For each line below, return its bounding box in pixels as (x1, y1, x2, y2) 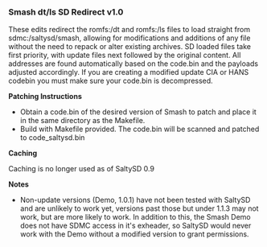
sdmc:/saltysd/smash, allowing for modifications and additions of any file (8, 33, 251, 43)
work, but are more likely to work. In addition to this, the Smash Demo (19, 212, 251, 222)
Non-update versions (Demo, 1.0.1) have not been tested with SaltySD (19, 196, 251, 205)
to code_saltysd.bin (19, 133, 85, 142)
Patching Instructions (8, 92, 82, 101)
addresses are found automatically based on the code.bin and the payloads (8, 59, 259, 68)
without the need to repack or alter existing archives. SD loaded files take (8, 42, 252, 51)
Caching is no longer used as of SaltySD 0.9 (8, 164, 155, 174)
